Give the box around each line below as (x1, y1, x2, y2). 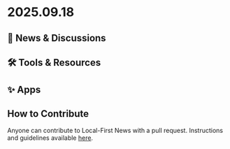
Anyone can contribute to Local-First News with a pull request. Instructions (7, 127, 224, 135)
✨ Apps (7, 84, 41, 96)
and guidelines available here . (7, 134, 93, 142)
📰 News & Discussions (7, 32, 106, 44)
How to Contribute (7, 108, 89, 120)
